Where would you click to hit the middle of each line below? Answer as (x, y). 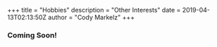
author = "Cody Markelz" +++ (92, 17)
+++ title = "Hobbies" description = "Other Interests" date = (94, 10)
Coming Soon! (32, 35)
